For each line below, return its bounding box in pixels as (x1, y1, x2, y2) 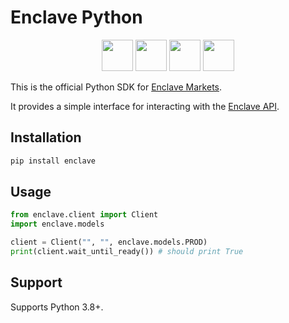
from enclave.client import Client (10, 210, 159, 220)
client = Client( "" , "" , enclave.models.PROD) (10, 237, 208, 248)
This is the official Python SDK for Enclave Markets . (10, 81, 223, 93)
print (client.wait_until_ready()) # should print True (10, 247, 244, 257)
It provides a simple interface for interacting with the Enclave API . (10, 100, 280, 112)
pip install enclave (10, 156, 97, 166)
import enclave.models (10, 219, 105, 230)
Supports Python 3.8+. (10, 301, 104, 313)
